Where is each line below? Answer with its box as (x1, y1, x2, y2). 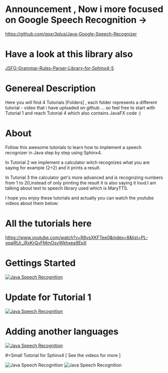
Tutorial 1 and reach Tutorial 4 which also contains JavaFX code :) (5, 110, 141, 116)
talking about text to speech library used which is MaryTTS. (5, 185, 129, 191)
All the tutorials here (5, 218, 92, 229)
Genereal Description (5, 83, 96, 94)
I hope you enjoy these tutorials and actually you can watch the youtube (5, 195, 154, 201)
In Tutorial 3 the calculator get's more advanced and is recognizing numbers (5, 174, 163, 180)
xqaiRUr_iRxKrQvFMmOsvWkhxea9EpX (5, 240, 87, 246)
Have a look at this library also (5, 49, 133, 60)
